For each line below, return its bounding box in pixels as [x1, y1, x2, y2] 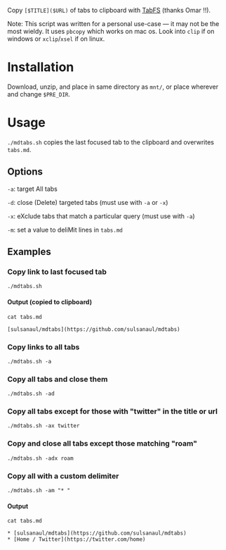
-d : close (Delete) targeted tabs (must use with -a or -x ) [7, 198, 168, 206]
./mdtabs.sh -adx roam [7, 454, 74, 462]
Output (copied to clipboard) [7, 297, 93, 306]
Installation [7, 59, 74, 75]
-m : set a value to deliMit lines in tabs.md [7, 225, 123, 234]
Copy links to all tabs [7, 342, 80, 351]
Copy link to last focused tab [7, 267, 107, 277]
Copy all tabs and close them [7, 374, 108, 384]
